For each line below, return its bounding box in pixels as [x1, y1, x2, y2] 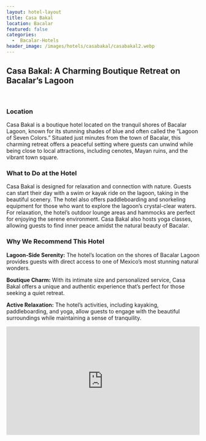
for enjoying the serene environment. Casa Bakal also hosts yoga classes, [6, 215, 193, 223]
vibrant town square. [6, 153, 59, 161]
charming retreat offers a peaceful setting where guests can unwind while [6, 140, 193, 148]
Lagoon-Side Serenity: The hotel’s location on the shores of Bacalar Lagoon [6, 251, 200, 258]
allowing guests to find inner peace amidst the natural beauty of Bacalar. [6, 222, 190, 229]
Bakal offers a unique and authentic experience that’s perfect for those [6, 283, 185, 290]
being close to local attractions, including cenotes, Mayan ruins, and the [6, 147, 188, 154]
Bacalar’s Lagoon [6, 75, 74, 86]
